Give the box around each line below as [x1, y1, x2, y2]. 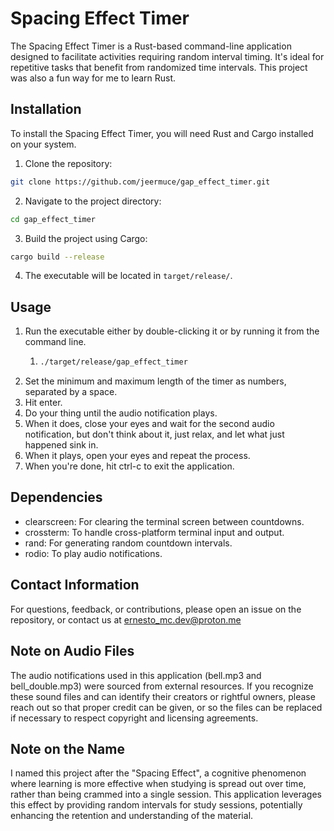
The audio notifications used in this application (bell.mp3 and [10, 669, 262, 681]
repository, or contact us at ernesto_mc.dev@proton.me [10, 613, 242, 626]
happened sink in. [24, 439, 99, 451]
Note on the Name [10, 740, 125, 757]
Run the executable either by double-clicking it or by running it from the [24, 325, 320, 337]
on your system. [10, 138, 77, 150]
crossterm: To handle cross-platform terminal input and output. [24, 526, 285, 538]
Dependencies [10, 489, 103, 506]
